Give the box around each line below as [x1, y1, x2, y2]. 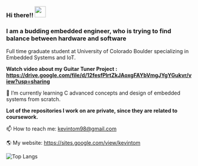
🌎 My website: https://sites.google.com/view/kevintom [6, 139, 141, 147]
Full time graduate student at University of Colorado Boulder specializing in [6, 48, 189, 55]
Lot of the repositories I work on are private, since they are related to [6, 107, 178, 115]
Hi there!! [6, 11, 34, 19]
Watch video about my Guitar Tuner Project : [6, 66, 118, 73]
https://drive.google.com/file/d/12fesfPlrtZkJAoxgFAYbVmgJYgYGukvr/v [6, 71, 192, 79]
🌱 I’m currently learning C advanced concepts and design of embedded [6, 89, 180, 97]
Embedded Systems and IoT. [6, 54, 76, 61]
